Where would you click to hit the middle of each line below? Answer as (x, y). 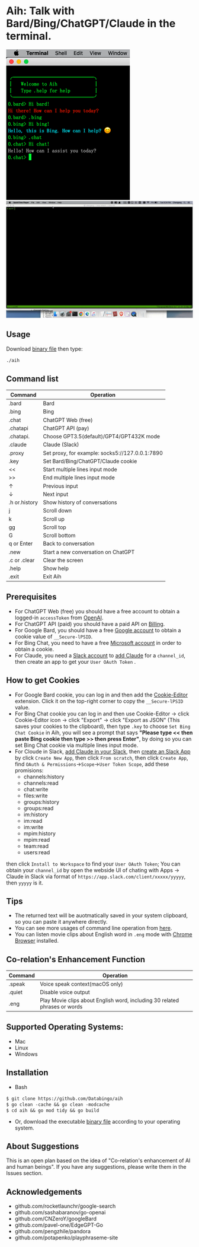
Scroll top (54, 527)
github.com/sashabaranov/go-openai (60, 1213)
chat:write (36, 789)
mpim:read (37, 839)
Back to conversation (69, 543)
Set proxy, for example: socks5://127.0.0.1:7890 (103, 453)
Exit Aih (52, 577)
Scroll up (54, 519)
